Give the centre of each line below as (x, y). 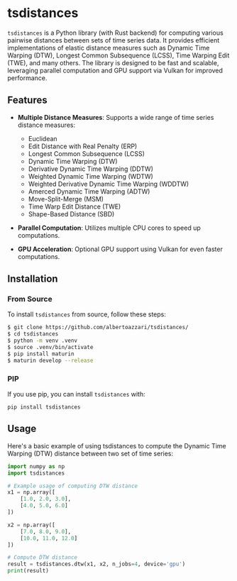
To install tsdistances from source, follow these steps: (87, 314)
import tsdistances (36, 473)
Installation (33, 279)
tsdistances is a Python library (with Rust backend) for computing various (115, 33)
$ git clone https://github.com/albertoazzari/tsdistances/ (98, 328)
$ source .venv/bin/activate (50, 348)
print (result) (28, 571)
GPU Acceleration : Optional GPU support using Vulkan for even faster (120, 249)
